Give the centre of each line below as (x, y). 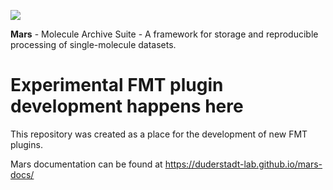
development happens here (127, 106)
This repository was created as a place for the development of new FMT (159, 134)
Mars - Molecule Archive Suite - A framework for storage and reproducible (164, 34)
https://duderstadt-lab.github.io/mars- (243, 164)
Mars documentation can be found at (86, 164)
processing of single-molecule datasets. (93, 44)
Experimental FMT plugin (117, 85)
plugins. (26, 144)
